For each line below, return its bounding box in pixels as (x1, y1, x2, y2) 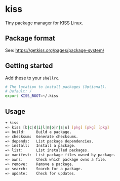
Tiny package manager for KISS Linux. (5, 20, 83, 26)
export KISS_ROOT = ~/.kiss (5, 93, 58, 98)
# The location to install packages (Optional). (5, 84, 107, 90)
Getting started (5, 62, 53, 70)
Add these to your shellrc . (5, 75, 60, 81)
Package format (5, 34, 55, 43)
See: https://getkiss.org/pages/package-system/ (5, 47, 105, 53)
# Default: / (5, 89, 32, 94)
